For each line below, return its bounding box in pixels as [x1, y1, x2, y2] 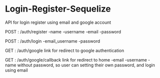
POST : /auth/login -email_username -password [5, 38, 100, 44]
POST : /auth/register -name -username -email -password [5, 29, 121, 34]
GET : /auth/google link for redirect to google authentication [5, 47, 125, 53]
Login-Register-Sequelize [5, 3, 111, 15]
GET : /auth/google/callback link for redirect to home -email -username [5, 57, 147, 62]
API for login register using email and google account [5, 19, 112, 25]
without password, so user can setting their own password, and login [17, 62, 155, 68]
